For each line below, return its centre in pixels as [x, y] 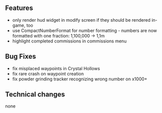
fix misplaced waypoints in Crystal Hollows [56, 68]
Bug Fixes [21, 56]
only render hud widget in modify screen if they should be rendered [81, 20]
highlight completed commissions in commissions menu [69, 41]
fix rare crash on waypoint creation [48, 74]
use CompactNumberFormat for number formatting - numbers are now [84, 30]
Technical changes [35, 94]
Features [19, 8]
